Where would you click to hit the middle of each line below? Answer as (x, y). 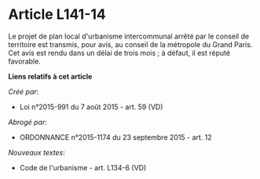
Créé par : (24, 91)
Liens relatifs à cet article (50, 76)
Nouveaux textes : (37, 152)
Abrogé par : (27, 122)
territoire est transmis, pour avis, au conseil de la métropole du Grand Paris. (130, 44)
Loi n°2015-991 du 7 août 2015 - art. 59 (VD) (91, 107)
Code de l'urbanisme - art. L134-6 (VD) (83, 167)
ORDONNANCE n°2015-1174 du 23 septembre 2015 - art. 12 (115, 137)
